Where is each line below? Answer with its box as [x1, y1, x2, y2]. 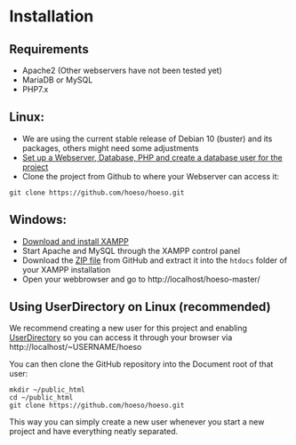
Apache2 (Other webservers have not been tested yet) [21, 65, 222, 75]
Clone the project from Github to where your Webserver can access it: [21, 171, 280, 181]
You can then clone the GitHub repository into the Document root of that [9, 359, 274, 370]
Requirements [9, 42, 89, 57]
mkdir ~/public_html [9, 385, 86, 394]
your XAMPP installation [21, 264, 111, 274]
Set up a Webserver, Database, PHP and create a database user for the [21, 152, 283, 163]
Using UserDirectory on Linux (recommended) [9, 299, 271, 314]
